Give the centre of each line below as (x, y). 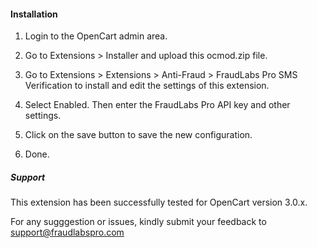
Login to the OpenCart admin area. (96, 36)
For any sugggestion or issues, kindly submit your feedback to (138, 222)
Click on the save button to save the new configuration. (138, 135)
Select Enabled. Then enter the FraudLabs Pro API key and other (157, 105)
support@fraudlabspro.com (67, 232)
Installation (34, 14)
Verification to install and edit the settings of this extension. (147, 86)
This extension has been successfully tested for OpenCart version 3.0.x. (159, 202)
